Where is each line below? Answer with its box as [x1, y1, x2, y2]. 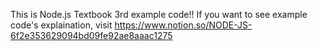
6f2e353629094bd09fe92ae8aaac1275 [10, 30, 173, 41]
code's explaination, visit [10, 19, 113, 31]
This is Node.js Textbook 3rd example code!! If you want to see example [10, 9, 308, 20]
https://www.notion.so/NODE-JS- [114, 19, 253, 31]
